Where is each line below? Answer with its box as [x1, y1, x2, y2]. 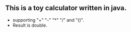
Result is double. [12, 22, 47, 28]
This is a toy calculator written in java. [5, 4, 127, 12]
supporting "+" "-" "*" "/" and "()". [12, 17, 84, 23]
